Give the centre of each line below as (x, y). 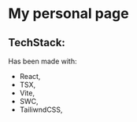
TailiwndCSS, (41, 109)
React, (30, 76)
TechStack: (37, 43)
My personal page (68, 14)
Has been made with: (43, 61)
